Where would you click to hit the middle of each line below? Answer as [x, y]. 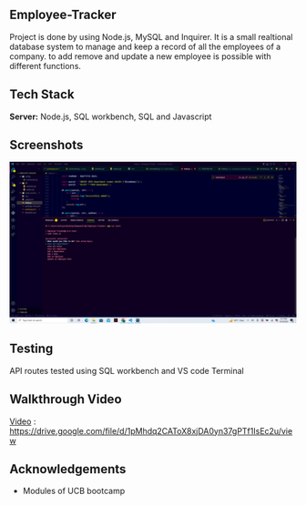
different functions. [46, 66]
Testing [31, 349]
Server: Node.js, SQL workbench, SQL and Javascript [111, 116]
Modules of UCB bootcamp [74, 491]
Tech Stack [42, 95]
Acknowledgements [68, 469]
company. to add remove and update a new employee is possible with [140, 56]
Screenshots [46, 145]
